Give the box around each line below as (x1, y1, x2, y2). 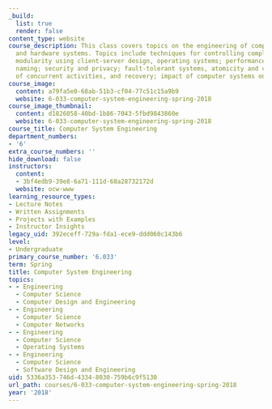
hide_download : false (8, 155, 82, 163)
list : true (15, 19, 53, 28)
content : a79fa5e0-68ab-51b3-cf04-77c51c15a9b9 (15, 87, 180, 96)
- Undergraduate (8, 245, 63, 253)
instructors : (8, 163, 53, 171)
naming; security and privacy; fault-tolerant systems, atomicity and (15, 65, 259, 73)
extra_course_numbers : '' (8, 147, 96, 156)
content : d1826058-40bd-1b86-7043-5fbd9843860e (15, 110, 180, 118)
